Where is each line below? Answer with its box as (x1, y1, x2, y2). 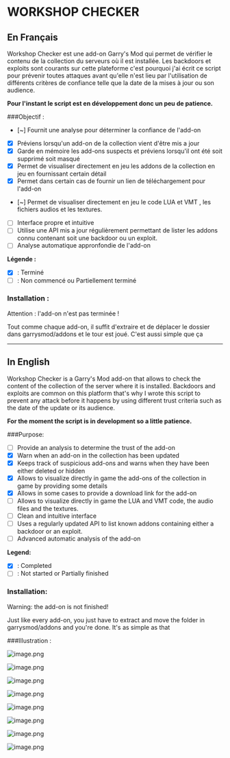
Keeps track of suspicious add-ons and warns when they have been (16, 459, 210, 467)
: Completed (16, 562, 52, 570)
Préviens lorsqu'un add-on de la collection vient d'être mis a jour (16, 139, 200, 147)
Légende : (7, 255, 36, 263)
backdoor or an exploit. (16, 528, 83, 536)
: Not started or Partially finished (16, 569, 109, 578)
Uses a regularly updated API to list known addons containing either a (16, 519, 214, 528)
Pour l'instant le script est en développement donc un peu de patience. (7, 99, 214, 107)
